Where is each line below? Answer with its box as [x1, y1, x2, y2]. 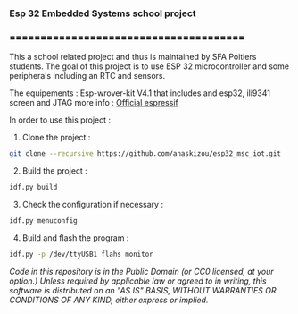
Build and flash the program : [21, 232, 129, 243]
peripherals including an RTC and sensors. [9, 71, 166, 81]
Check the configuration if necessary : [21, 199, 163, 209]
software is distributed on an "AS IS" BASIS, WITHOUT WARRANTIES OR [9, 284, 277, 295]
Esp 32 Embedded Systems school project [9, 7, 196, 20]
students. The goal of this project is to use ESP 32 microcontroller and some [9, 61, 290, 72]
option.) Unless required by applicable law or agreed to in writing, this [9, 276, 267, 286]
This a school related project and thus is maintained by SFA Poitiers [9, 52, 257, 63]
